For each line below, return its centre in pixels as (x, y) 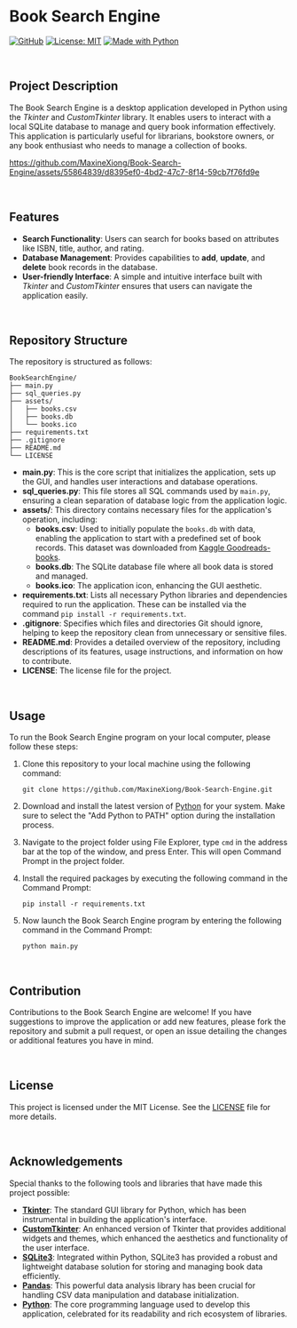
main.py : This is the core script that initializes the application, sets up (149, 472)
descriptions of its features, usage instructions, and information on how (152, 652)
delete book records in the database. (90, 267)
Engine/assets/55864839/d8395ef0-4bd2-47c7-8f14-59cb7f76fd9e (134, 172)
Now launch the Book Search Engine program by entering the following (152, 921)
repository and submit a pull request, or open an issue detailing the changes (148, 1031)
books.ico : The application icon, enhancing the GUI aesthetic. (148, 586)
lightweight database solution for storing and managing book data (142, 1266)
